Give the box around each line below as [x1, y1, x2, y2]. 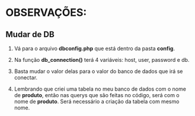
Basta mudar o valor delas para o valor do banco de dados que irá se [14, 68, 183, 75]
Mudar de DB [5, 29, 55, 39]
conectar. [14, 74, 38, 81]
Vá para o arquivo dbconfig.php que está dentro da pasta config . [14, 45, 175, 52]
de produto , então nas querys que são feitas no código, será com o [14, 92, 180, 98]
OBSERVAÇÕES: [5, 6, 87, 19]
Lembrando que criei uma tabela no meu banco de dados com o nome [14, 85, 186, 92]
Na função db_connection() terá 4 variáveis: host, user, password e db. [14, 57, 190, 63]
